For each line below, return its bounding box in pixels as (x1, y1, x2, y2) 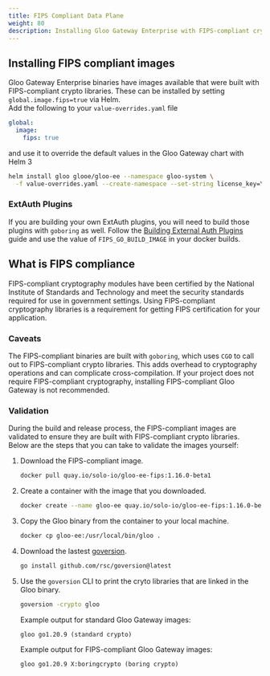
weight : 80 (8, 19, 45, 27)
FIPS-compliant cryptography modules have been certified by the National (8, 279, 255, 288)
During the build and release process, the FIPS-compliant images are (8, 423, 237, 434)
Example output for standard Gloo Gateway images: (19, 615, 191, 625)
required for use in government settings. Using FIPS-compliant (8, 295, 215, 305)
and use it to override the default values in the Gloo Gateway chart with (8, 148, 244, 157)
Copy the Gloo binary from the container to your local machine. (19, 516, 230, 526)
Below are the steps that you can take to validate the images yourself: (8, 441, 239, 450)
